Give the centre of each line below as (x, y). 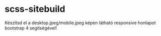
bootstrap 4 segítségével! (31, 28)
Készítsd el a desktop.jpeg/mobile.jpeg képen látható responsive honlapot (80, 23)
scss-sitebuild (35, 9)
